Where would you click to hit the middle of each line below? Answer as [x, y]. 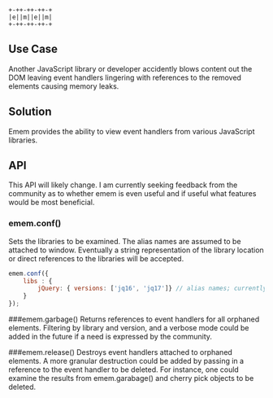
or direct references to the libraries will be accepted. [96, 258]
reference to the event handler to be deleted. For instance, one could [124, 370]
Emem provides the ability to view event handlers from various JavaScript [132, 131]
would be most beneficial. [52, 203]
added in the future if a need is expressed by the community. [110, 337]
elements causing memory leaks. [64, 86]
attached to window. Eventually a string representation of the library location [136, 250]
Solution [30, 112]
